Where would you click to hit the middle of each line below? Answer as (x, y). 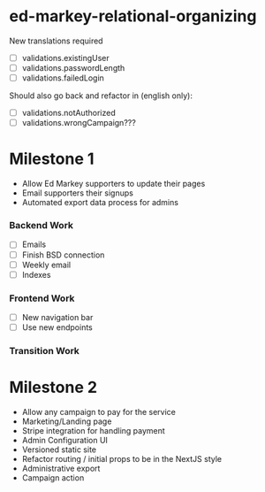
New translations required (56, 41)
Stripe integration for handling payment (93, 431)
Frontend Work (42, 298)
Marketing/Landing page (67, 421)
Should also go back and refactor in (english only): (101, 96)
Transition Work (44, 351)
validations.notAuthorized (69, 113)
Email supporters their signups (78, 193)
